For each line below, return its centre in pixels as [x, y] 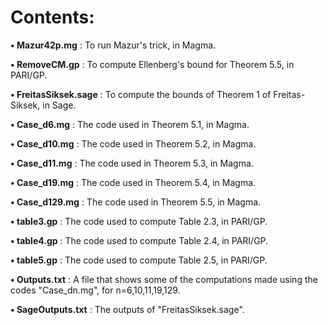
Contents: [52, 17]
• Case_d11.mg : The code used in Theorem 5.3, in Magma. [132, 163]
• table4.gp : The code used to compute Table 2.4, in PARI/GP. [139, 240]
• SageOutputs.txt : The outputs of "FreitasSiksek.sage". [127, 309]
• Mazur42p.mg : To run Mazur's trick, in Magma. [113, 45]
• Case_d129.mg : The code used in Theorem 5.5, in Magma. [136, 202]
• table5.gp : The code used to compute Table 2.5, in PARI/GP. [139, 260]
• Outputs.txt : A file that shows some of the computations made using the [164, 279]
